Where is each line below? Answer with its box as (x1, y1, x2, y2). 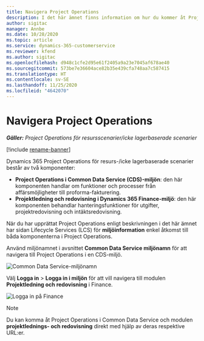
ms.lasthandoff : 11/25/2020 (6, 83, 78, 89)
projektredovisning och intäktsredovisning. (15, 208, 123, 215)
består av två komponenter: (6, 164, 76, 171)
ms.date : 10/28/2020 (6, 32, 59, 38)
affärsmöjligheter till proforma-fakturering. (15, 189, 121, 196)
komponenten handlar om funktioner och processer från (15, 182, 156, 189)
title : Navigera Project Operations (6, 8, 99, 15)
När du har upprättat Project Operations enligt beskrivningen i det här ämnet (6, 220, 197, 227)
